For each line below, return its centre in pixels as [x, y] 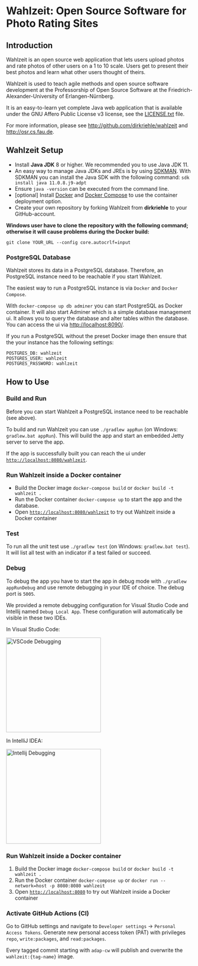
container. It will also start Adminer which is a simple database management [99, 312]
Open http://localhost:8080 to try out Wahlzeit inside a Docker [92, 891]
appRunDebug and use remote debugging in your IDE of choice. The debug [95, 587]
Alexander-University [32, 96]
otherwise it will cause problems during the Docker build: [78, 232]
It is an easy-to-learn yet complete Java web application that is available [94, 107]
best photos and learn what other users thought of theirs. [76, 72]
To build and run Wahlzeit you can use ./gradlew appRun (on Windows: [92, 429]
